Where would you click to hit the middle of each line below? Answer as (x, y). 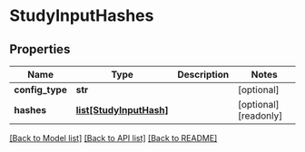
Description (203, 75)
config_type (41, 90)
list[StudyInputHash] (122, 110)
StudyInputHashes (82, 16)
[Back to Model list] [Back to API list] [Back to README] (113, 138)
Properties (40, 49)
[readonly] (260, 116)
